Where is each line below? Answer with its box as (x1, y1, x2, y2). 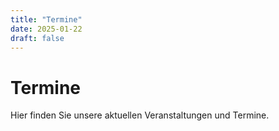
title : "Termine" (10, 14, 83, 25)
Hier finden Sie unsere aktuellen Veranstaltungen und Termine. (10, 109, 270, 121)
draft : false (10, 33, 65, 43)
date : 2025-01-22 (10, 24, 83, 34)
